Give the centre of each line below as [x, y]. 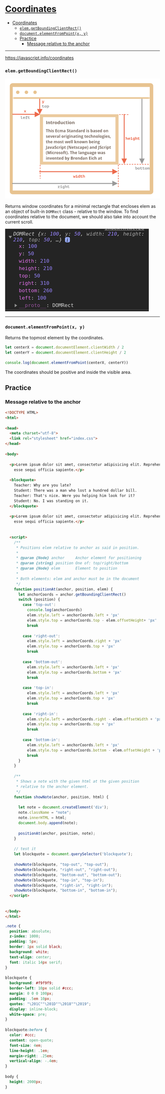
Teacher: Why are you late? [42, 485]
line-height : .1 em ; [29, 1051]
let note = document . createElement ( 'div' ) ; [63, 807]
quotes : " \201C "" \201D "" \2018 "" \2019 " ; [50, 1004]
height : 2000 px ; [26, 1082]
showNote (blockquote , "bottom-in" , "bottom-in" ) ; [66, 891]
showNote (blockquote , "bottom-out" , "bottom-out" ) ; [68, 875]
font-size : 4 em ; [26, 1045]
